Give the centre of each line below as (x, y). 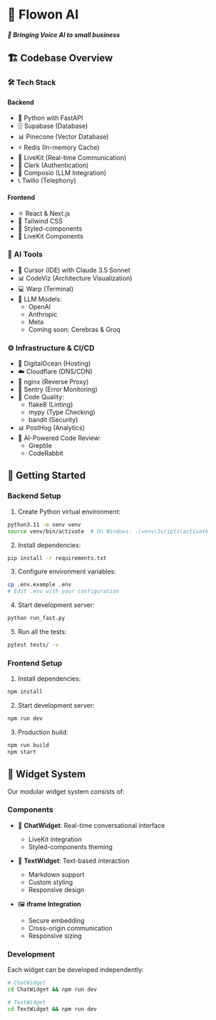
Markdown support (56, 874)
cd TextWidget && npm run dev (52, 1009)
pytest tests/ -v (33, 645)
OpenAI (40, 306)
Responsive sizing (55, 936)
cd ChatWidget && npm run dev (52, 989)
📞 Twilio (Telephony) (47, 181)
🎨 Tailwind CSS (40, 221)
